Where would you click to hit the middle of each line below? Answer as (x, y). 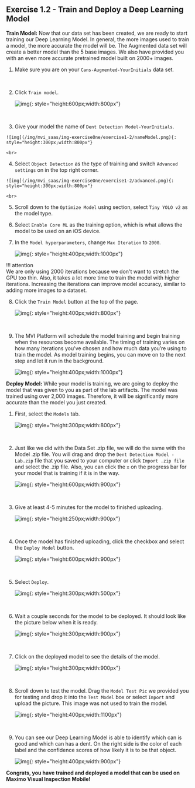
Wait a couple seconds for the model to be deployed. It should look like (100, 616)
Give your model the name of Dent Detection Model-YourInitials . (94, 127)
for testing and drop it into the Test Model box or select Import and (95, 697)
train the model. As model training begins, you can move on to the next (100, 354)
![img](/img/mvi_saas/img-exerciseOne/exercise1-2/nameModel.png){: (91, 137)
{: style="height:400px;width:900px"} (75, 761)
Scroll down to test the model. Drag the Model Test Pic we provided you (102, 690)
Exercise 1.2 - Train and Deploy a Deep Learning (95, 10)
